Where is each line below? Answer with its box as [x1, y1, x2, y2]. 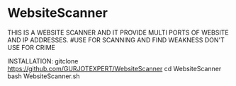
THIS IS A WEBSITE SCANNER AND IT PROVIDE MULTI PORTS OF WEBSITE [7, 28, 229, 37]
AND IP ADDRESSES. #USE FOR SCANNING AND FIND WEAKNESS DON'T [7, 35, 225, 44]
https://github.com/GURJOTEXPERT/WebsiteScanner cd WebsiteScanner [7, 64, 222, 73]
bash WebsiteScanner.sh [7, 72, 80, 80]
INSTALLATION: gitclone [7, 56, 79, 65]
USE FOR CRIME [7, 43, 55, 51]
